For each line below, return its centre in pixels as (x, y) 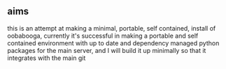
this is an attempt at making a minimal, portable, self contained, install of (112, 28)
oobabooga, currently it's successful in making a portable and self (103, 36)
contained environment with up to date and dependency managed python (113, 43)
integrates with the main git (47, 58)
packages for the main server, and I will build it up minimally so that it (107, 50)
